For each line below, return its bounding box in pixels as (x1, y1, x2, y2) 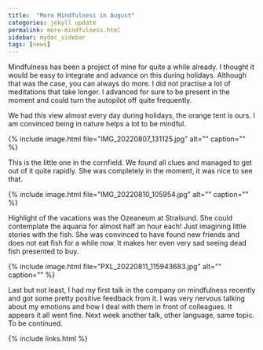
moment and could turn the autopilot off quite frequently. (8, 96, 192, 105)
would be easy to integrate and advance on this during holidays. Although (8, 71, 247, 80)
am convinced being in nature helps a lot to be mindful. (8, 119, 187, 129)
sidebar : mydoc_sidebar (8, 33, 86, 42)
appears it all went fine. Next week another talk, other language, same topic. (8, 311, 255, 320)
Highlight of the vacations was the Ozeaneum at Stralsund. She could (8, 213, 233, 223)
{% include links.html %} (8, 334, 88, 344)
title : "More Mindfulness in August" (8, 11, 135, 20)
